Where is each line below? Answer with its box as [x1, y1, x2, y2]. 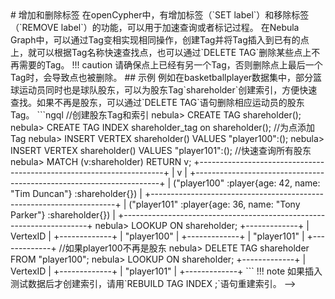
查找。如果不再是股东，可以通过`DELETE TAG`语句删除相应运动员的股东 [10, 97, 305, 108]
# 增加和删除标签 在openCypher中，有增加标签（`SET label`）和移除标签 [10, 9, 310, 21]
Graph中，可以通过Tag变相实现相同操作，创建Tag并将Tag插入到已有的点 [10, 34, 310, 46]
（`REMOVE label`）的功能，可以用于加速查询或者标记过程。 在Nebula [10, 22, 300, 33]
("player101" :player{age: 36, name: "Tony [128, 198, 301, 210]
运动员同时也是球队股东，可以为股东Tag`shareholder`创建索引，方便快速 [18, 84, 318, 96]
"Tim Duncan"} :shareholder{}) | [10, 188, 143, 199]
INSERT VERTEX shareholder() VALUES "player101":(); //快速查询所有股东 [10, 145, 312, 156]
